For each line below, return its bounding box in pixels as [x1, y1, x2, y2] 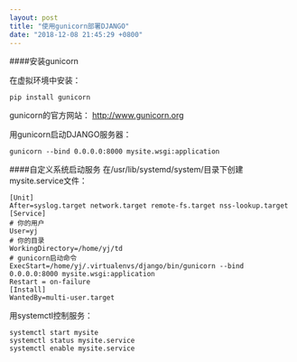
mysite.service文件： [9, 175, 88, 186]
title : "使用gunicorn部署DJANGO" [9, 22, 130, 31]
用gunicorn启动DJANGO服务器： [9, 129, 132, 140]
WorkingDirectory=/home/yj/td [9, 245, 124, 254]
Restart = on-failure [9, 277, 91, 287]
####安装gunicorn [9, 56, 79, 67]
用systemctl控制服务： [9, 311, 93, 321]
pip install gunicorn [9, 93, 91, 102]
